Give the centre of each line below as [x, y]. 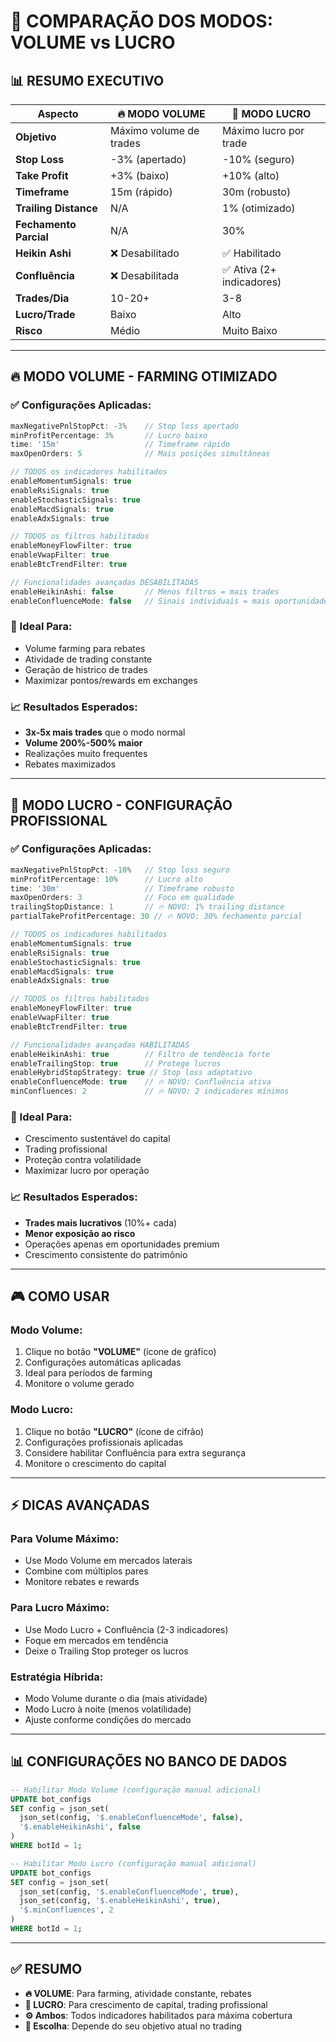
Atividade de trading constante [88, 659]
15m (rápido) [141, 192]
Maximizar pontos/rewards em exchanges [111, 680]
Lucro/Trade [45, 314]
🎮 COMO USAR [60, 1296]
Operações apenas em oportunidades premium [122, 1244]
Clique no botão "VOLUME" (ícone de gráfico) [120, 1352]
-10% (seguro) [258, 159]
